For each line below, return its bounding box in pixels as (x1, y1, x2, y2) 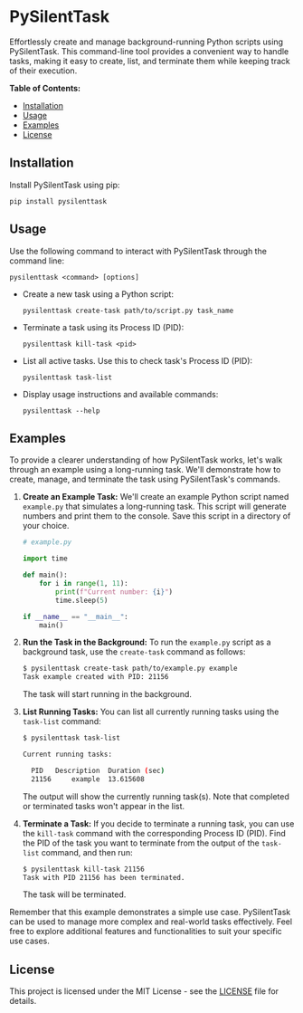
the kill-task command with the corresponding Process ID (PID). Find (22, 827, 287, 838)
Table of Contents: (9, 82, 81, 93)
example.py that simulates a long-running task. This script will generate (22, 501, 287, 512)
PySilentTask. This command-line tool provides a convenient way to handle (9, 45, 289, 56)
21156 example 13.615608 (31, 774, 145, 784)
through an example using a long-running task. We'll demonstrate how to (9, 464, 281, 475)
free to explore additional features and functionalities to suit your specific (9, 926, 282, 937)
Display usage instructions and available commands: (22, 388, 219, 399)
